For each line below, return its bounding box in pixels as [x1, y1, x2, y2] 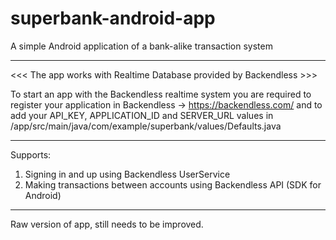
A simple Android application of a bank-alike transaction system [10, 40, 273, 52]
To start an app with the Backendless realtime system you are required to [10, 88, 312, 100]
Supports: [10, 148, 52, 161]
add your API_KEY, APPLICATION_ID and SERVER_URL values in [10, 109, 274, 121]
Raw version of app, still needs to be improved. [10, 218, 204, 230]
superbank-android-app [10, 7, 216, 30]
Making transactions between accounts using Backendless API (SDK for [24, 178, 322, 191]
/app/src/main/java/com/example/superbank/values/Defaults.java [10, 120, 282, 132]
